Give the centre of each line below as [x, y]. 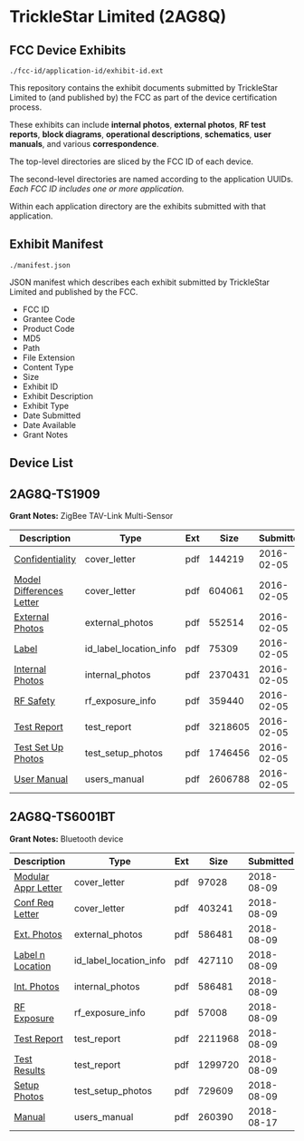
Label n [29, 954]
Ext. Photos [38, 934]
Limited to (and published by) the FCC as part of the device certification [143, 98]
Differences [38, 591]
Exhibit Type [46, 405]
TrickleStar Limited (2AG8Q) [118, 17]
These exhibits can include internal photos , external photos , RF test [138, 125]
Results [29, 1070]
